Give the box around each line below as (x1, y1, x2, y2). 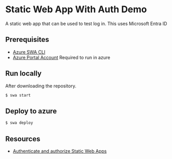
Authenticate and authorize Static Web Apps (12, 148, 107, 154)
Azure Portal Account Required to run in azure (12, 54, 110, 60)
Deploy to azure (5, 106, 57, 116)
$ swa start (5, 93, 31, 98)
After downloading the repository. (5, 83, 77, 89)
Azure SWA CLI (12, 49, 46, 55)
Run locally (5, 69, 42, 78)
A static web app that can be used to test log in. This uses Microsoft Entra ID (5, 20, 167, 27)
